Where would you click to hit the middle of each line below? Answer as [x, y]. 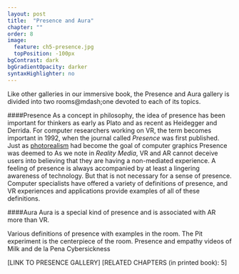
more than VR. [29, 220]
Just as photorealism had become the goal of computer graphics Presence [117, 145]
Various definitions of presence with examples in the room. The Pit [105, 233]
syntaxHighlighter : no [41, 73]
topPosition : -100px [44, 54]
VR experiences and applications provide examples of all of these [103, 191]
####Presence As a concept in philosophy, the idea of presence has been [117, 115]
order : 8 [20, 34]
